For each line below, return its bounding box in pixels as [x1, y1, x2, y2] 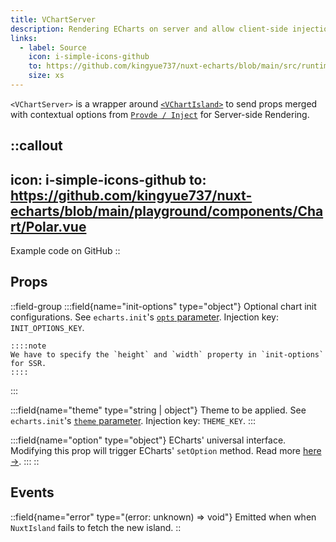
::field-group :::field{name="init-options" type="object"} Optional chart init [10, 300, 317, 312]
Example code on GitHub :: [10, 245, 121, 257]
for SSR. [10, 358, 47, 368]
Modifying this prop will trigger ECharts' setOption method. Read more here [10, 444, 322, 456]
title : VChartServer [10, 14, 97, 25]
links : [10, 33, 38, 43]
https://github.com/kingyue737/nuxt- [10, 187, 253, 204]
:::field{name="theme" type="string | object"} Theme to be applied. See [10, 404, 307, 416]
